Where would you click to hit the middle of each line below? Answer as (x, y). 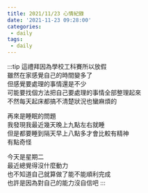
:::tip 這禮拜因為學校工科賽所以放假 (57, 66)
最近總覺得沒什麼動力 (38, 165)
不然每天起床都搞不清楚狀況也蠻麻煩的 (62, 101)
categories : (24, 26)
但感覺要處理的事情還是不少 (47, 84)
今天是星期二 (25, 157)
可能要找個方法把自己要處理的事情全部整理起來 (74, 92)
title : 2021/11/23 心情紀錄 (46, 14)
